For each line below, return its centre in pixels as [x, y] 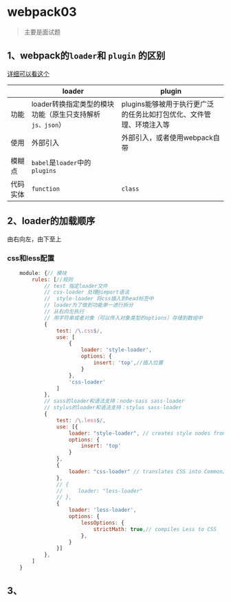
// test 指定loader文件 [76, 286]
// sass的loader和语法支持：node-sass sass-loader [114, 401]
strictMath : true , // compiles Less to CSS [155, 529]
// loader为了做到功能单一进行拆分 [89, 305]
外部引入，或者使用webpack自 [170, 137]
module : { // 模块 [43, 273]
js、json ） [48, 125]
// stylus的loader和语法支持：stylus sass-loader [113, 408]
